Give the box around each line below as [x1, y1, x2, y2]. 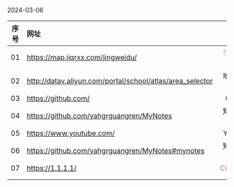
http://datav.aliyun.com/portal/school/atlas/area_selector [26, 76, 213, 86]
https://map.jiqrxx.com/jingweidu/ [26, 52, 137, 62]
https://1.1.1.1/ [26, 163, 77, 173]
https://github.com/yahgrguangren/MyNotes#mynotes [26, 146, 205, 156]
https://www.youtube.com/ [26, 128, 115, 138]
